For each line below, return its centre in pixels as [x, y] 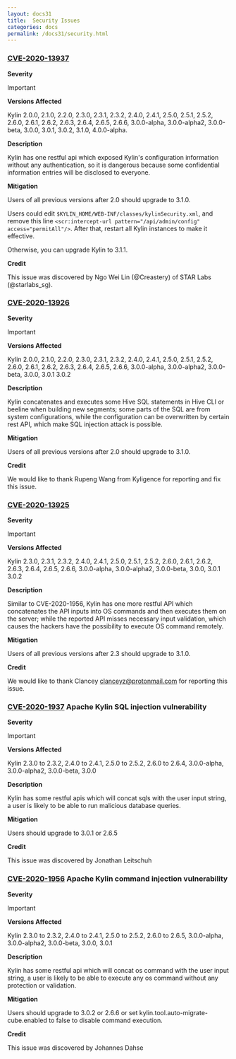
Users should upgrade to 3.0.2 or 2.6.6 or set [73, 1012]
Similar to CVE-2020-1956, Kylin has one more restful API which [100, 604]
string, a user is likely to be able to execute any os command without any [113, 978]
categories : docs [33, 27]
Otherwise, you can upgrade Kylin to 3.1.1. [68, 250]
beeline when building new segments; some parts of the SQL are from [109, 409]
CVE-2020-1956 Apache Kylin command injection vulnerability [118, 879]
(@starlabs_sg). [30, 284]
